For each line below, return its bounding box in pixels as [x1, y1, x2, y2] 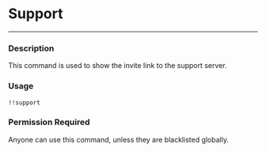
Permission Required [8, 116, 90, 127]
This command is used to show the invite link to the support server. [8, 61, 227, 70]
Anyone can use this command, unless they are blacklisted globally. [8, 135, 230, 144]
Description [8, 43, 55, 54]
